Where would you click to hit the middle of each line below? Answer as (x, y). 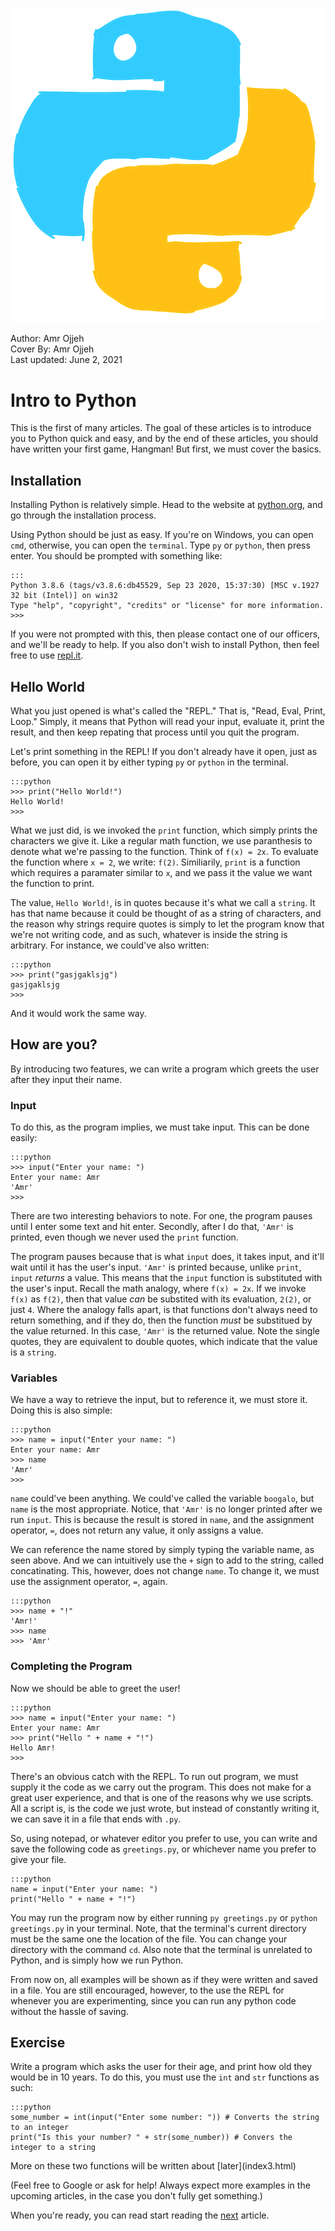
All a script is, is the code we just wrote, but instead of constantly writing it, (165, 1808)
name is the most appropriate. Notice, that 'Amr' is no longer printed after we (166, 1509)
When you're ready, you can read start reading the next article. (140, 2215)
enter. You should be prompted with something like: (116, 556)
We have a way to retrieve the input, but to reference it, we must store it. (159, 1400)
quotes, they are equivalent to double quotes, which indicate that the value (164, 1342)
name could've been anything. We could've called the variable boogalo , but (162, 1499)
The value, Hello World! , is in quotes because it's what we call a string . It (163, 902)
